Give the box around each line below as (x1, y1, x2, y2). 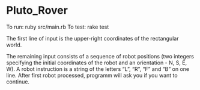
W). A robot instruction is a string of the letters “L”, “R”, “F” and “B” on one (6, 65, 190, 72)
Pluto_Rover (6, 4, 68, 17)
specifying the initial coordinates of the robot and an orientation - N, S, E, (6, 59, 187, 66)
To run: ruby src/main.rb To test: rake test (6, 23, 109, 30)
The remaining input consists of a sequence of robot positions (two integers (6, 52, 194, 60)
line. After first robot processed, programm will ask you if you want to (6, 72, 178, 79)
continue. (6, 78, 30, 85)
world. (6, 41, 22, 48)
